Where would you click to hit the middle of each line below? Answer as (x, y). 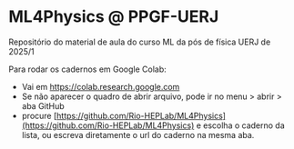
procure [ (39, 115)
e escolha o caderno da (241, 125)
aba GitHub (43, 105)
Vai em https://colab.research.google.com (101, 86)
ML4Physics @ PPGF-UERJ (114, 17)
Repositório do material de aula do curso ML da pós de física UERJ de (140, 42)
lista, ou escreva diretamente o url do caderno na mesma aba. (138, 134)
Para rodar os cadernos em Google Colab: (88, 69)
